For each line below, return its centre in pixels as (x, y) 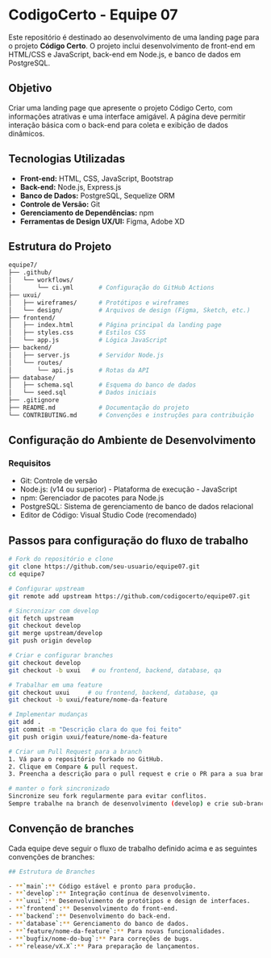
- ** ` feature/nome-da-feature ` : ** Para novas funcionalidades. (117, 931)
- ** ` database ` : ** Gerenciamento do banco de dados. (99, 923)
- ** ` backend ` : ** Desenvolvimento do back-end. (90, 916)
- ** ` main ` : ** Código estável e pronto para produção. (102, 886)
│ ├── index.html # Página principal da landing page (115, 325)
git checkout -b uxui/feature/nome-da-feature (88, 700)
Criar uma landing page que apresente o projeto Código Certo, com (121, 107)
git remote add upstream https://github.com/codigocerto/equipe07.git (129, 596)
